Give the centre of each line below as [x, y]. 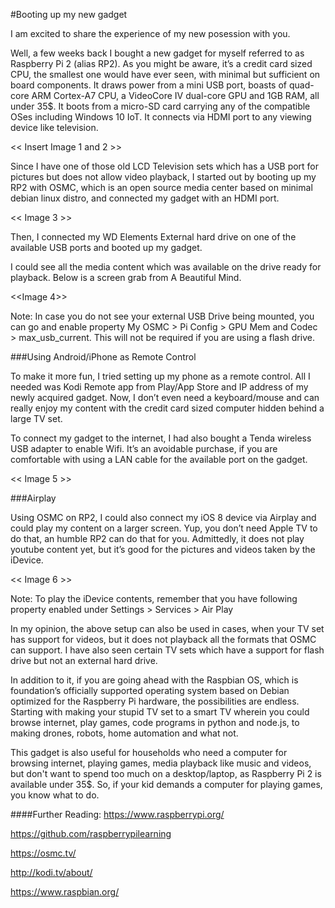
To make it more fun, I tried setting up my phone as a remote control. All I [160, 376]
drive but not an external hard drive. [84, 660]
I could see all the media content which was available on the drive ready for [166, 267]
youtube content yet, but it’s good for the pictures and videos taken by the [163, 549]
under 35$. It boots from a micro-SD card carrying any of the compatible [160, 106]
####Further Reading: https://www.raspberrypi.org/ [117, 814]
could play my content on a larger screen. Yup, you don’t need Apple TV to [164, 528]
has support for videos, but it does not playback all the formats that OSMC [163, 639]
